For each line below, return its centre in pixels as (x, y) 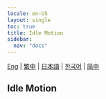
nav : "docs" (31, 46)
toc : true (21, 26)
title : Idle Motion (35, 33)
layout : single (29, 20)
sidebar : (20, 39)
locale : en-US (28, 13)
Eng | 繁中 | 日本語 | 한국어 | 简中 (53, 66)
